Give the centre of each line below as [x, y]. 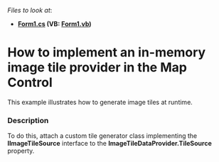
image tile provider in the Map [97, 68]
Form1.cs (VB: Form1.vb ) [54, 24]
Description [28, 120]
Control [30, 82]
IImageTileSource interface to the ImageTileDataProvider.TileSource [109, 144]
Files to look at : [30, 10]
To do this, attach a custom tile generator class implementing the [102, 136]
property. [21, 151]
